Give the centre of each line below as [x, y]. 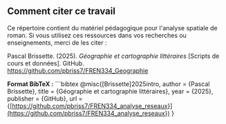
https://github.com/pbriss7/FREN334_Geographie [78, 70]
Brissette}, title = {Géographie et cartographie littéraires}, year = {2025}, [110, 91]
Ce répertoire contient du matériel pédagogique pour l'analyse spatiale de [112, 28]
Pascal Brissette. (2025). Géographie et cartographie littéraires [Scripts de [113, 56]
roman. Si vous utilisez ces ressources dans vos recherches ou [97, 35]
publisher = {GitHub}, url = [45, 99]
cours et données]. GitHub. [46, 63]
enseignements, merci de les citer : [57, 42]
